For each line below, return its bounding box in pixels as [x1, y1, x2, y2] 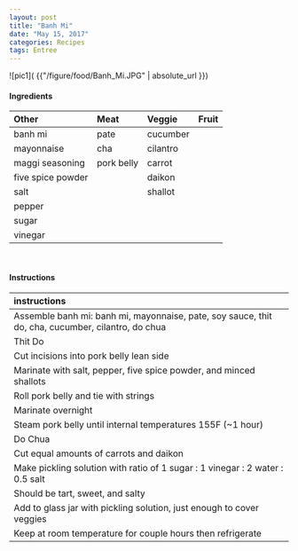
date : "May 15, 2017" [9, 29, 90, 38]
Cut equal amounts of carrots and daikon [13, 447, 184, 460]
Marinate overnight [13, 404, 93, 416]
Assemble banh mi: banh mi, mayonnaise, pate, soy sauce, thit [13, 310, 272, 322]
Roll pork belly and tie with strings [13, 390, 155, 402]
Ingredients [9, 91, 53, 101]
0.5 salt [13, 472, 46, 484]
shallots [13, 374, 46, 387]
